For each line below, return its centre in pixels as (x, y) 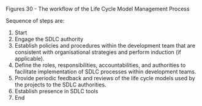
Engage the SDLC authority (49, 39)
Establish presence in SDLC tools (56, 91)
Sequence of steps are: (35, 21)
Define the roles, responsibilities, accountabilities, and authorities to (100, 65)
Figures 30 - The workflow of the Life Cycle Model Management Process (98, 9)
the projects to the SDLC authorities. (60, 85)
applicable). (29, 59)
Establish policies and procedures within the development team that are (105, 46)
